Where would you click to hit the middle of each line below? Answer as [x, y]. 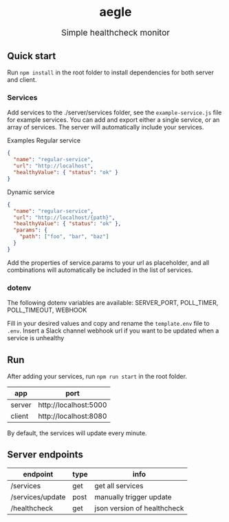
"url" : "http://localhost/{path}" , [64, 218]
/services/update [38, 497]
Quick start [32, 56]
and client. [22, 80]
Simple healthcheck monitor [116, 33]
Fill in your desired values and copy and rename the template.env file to [108, 324]
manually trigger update [133, 497]
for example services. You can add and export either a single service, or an [113, 120]
